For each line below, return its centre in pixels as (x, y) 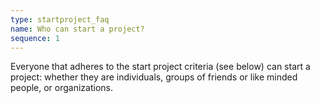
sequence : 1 (35, 38)
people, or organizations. (62, 88)
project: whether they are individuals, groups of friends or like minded (154, 77)
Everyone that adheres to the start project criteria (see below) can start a (160, 67)
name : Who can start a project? (77, 29)
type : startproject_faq (60, 19)
